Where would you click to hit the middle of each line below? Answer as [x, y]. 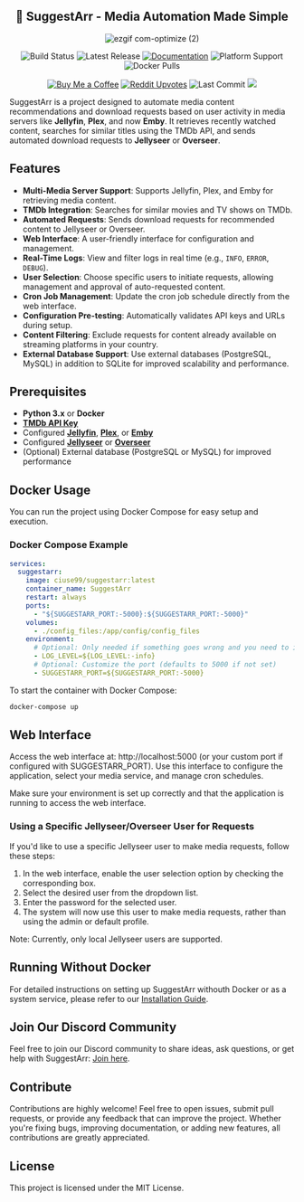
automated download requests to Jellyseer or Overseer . [115, 140]
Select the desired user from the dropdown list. [110, 893]
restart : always [57, 598]
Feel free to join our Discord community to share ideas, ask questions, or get [152, 1049]
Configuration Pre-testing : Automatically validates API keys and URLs [154, 315]
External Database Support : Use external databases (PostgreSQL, [147, 354]
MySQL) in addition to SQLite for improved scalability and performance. [156, 364]
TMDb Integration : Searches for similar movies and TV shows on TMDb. [157, 210]
